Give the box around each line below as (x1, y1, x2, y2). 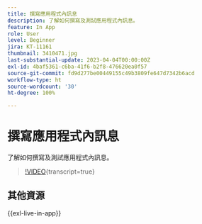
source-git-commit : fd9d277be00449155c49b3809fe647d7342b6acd (7, 69, 195, 77)
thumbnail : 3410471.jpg (7, 50, 78, 57)
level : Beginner (7, 37, 55, 44)
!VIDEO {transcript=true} (24, 167, 96, 176)
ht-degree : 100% (7, 89, 55, 96)
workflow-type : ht (7, 76, 62, 84)
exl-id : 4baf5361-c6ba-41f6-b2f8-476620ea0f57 (7, 63, 147, 70)
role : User (7, 30, 40, 38)
